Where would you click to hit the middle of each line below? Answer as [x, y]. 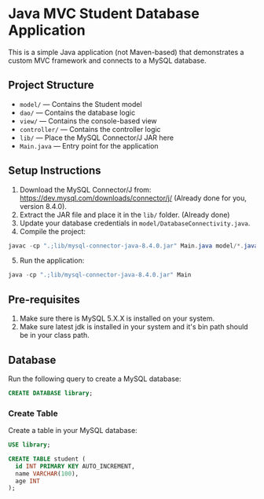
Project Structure [51, 85]
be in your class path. [54, 336]
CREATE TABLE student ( [47, 459]
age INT [28, 481]
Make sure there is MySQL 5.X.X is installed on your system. [117, 318]
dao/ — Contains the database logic [77, 112]
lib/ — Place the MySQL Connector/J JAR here [97, 138]
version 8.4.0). [43, 206]
